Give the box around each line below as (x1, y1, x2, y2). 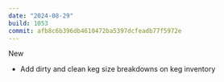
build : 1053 (8, 19, 48, 27)
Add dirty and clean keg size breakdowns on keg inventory (19, 64, 216, 74)
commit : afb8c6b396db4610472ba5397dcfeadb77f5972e (8, 27, 182, 35)
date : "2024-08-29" (8, 11, 74, 20)
